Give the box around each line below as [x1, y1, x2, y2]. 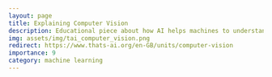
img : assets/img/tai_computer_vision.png [8, 34, 151, 43]
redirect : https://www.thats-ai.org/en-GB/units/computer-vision [8, 42, 233, 50]
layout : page [8, 11, 53, 20]
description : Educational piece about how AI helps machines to [8, 26, 230, 34]
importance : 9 [8, 49, 57, 57]
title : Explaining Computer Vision [8, 19, 129, 27]
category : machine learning [8, 57, 104, 65]
